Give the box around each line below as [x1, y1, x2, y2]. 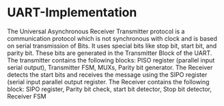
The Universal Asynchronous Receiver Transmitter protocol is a [7, 27, 185, 35]
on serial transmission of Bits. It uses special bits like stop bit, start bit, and [7, 41, 217, 50]
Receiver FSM [7, 92, 46, 100]
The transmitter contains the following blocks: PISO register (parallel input [7, 56, 215, 64]
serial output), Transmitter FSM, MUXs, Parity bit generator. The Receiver [7, 63, 213, 71]
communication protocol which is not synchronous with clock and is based [7, 34, 217, 42]
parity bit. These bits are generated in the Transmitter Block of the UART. [7, 49, 212, 57]
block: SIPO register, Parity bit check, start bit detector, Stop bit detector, [7, 85, 212, 93]
